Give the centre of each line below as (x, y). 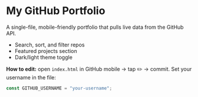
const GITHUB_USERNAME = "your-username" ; (59, 88)
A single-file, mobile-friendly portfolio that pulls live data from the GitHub (95, 27)
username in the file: (31, 77)
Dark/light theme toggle (43, 57)
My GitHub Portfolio (56, 11)
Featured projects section (46, 51)
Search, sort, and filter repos (50, 45)
